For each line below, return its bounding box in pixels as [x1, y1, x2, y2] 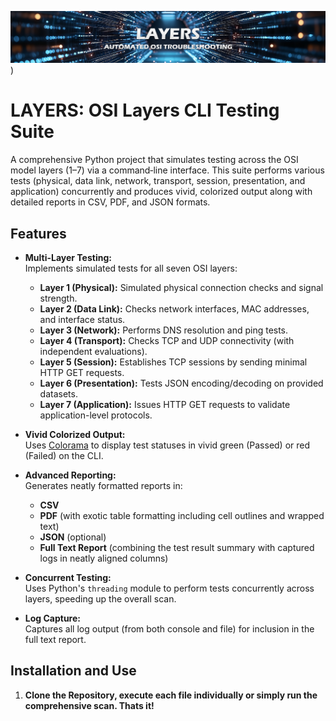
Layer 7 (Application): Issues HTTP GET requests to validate [39, 398, 291, 410]
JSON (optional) [39, 531, 107, 543]
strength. [39, 292, 78, 304]
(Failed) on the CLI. [24, 449, 104, 461]
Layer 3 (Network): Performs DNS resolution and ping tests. [39, 324, 289, 336]
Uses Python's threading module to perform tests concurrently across [24, 582, 315, 594]
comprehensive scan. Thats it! [24, 699, 155, 711]
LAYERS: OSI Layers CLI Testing [10, 99, 280, 122]
